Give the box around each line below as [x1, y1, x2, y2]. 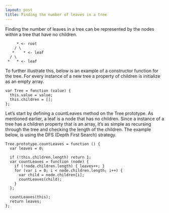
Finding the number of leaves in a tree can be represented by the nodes [5, 26, 155, 32]
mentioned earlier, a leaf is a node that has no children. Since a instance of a [5, 116, 164, 122]
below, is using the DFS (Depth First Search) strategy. [5, 132, 117, 138]
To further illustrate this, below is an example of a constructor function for [5, 68, 159, 74]
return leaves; [10, 199, 42, 204]
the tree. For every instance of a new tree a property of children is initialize [5, 73, 160, 79]
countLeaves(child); [18, 177, 62, 182]
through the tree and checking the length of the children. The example [5, 126, 151, 132]
